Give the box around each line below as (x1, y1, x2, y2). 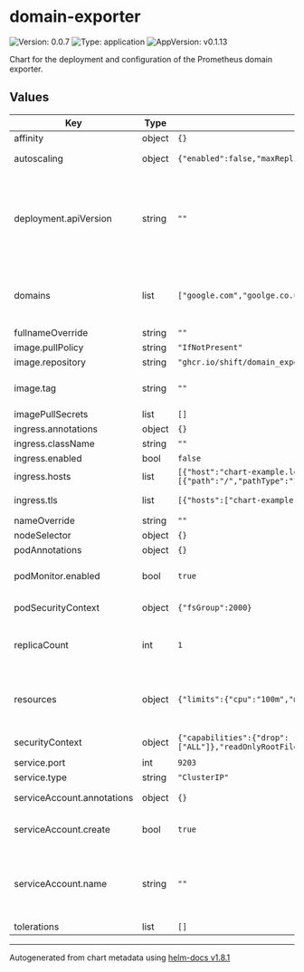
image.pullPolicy (14, 341, 84, 354)
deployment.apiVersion (14, 212, 112, 224)
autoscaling (14, 152, 63, 165)
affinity (14, 131, 43, 144)
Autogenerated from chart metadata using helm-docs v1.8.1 (9, 952, 231, 963)
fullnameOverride (14, 326, 89, 338)
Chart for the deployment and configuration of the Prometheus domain (9, 53, 273, 64)
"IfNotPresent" (177, 342, 243, 352)
